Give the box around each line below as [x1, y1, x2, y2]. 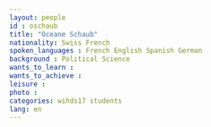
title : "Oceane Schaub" [9, 30, 99, 38]
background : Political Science [9, 55, 130, 63]
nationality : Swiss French [9, 38, 110, 47]
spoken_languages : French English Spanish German [9, 47, 203, 55]
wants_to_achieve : [9, 72, 83, 80]
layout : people [9, 13, 66, 22]
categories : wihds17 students [9, 96, 123, 106]
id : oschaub [9, 21, 58, 30]
